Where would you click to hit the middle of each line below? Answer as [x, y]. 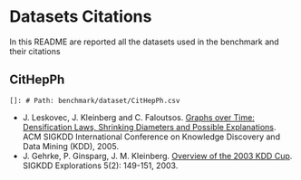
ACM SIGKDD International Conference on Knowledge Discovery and [151, 137]
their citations [35, 51]
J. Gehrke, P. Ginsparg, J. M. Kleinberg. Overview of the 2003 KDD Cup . [157, 156]
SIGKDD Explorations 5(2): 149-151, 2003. [100, 166]
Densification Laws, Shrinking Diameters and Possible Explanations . [149, 127]
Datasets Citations [81, 17]
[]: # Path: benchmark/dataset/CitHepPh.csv [95, 100]
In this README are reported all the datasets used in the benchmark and [144, 42]
